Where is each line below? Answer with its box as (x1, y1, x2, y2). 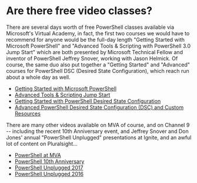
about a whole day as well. (6, 74, 71, 81)
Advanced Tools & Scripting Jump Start (14, 91, 111, 98)
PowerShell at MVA (14, 151, 61, 158)
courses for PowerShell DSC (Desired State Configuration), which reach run (6, 67, 189, 74)
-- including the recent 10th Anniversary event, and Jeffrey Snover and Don (6, 128, 189, 135)
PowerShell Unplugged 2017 (14, 164, 84, 171)
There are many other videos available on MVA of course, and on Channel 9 (6, 121, 190, 128)
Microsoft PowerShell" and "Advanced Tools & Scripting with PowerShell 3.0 (6, 42, 191, 49)
